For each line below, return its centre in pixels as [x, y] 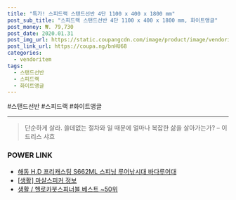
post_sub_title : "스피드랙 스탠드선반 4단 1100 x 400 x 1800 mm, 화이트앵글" [113, 20]
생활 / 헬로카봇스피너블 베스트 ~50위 [67, 189]
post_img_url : [28, 40]
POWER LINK [30, 155]
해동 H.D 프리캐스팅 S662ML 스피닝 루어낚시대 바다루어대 [97, 171]
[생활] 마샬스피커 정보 [47, 180]
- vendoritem [33, 60]
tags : [15, 66]
